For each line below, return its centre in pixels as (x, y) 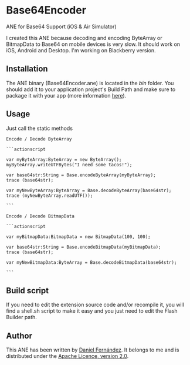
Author (19, 336)
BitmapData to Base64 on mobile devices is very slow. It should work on (93, 44)
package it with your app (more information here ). (66, 95)
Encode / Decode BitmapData (40, 216)
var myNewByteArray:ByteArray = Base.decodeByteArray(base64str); (89, 190)
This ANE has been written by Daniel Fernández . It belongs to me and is (93, 350)
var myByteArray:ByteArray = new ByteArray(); (64, 159)
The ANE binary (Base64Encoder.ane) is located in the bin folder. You (90, 83)
